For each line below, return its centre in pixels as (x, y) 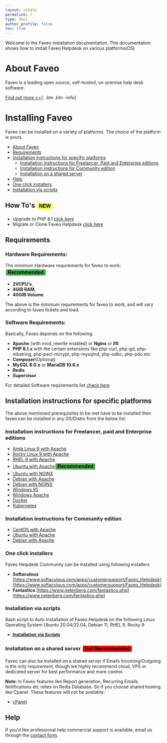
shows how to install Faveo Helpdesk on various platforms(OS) (70, 48)
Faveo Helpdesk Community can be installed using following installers (77, 564)
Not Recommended (107, 648)
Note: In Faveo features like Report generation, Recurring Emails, (72, 682)
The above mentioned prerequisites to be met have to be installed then (78, 413)
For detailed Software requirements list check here (57, 385)
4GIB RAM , (24, 289)
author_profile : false (29, 24)
